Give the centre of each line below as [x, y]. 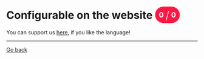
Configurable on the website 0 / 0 [91, 16]
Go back [17, 49]
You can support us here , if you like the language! [68, 32]
